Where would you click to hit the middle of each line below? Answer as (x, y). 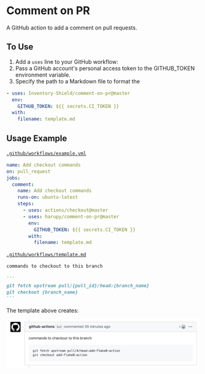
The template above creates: (43, 310)
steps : (26, 204)
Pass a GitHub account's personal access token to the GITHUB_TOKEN (105, 68)
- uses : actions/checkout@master (65, 210)
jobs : (13, 178)
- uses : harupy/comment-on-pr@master (71, 216)
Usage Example (37, 138)
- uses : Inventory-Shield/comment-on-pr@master (68, 93)
